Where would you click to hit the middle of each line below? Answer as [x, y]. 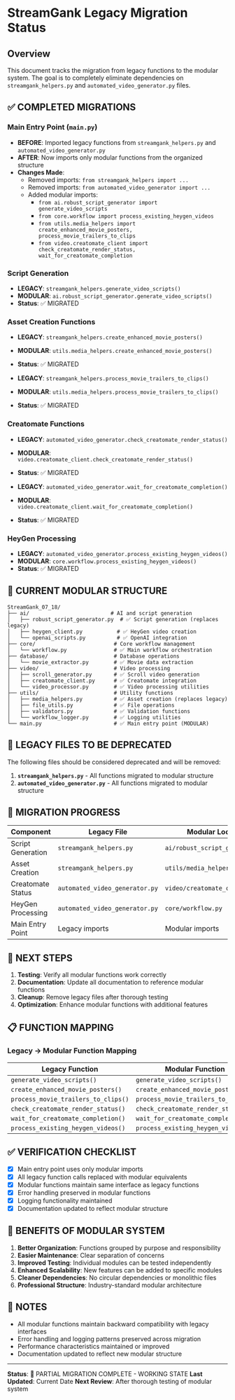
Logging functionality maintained [65, 1200]
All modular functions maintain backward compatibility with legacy [113, 1324]
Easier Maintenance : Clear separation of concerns [91, 1255]
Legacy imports [83, 929]
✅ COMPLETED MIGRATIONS [72, 108]
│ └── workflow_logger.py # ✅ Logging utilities [94, 717]
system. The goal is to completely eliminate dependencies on [95, 78]
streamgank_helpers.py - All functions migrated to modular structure [115, 775]
